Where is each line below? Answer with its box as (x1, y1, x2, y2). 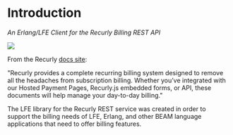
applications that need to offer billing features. (7, 120, 142, 128)
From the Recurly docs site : (7, 55, 88, 63)
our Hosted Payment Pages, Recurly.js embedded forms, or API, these (7, 83, 212, 92)
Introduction (7, 5, 82, 21)
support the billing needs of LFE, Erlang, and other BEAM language (7, 112, 202, 120)
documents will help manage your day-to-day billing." (7, 91, 163, 99)
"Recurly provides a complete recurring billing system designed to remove (7, 68, 224, 77)
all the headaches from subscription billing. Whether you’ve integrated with (7, 76, 226, 84)
